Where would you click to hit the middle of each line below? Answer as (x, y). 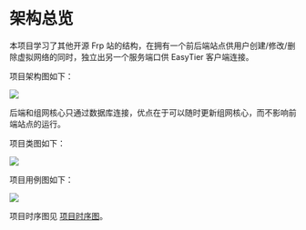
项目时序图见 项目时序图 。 (58, 215)
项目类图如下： (37, 143)
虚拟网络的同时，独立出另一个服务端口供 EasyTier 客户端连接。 (135, 56)
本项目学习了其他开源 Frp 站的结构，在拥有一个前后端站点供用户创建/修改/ (148, 45)
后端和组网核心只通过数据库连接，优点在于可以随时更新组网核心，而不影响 (149, 112)
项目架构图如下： (41, 76)
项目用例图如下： (41, 179)
